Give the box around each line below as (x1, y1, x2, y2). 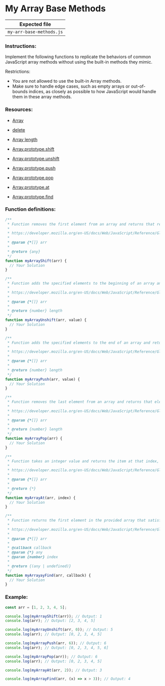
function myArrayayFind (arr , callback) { (5, 573, 91, 578)
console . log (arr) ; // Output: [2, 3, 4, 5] (5, 619, 96, 623)
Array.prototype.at (12, 184, 50, 190)
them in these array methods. (12, 94, 72, 100)
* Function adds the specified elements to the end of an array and (7, 340, 151, 345)
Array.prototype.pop (12, 174, 54, 180)
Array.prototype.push (12, 165, 56, 171)
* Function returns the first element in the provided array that (7, 518, 146, 523)
